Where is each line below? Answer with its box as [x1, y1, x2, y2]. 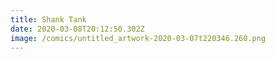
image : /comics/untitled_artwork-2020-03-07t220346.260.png [10, 33, 267, 43]
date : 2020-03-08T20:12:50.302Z [10, 24, 145, 34]
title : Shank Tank [10, 14, 87, 25]
